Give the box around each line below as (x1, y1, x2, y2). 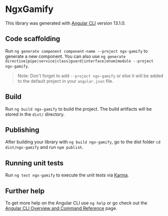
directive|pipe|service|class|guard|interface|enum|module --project (5, 59, 154, 64)
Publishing (5, 125, 40, 134)
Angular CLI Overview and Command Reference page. (5, 205, 117, 211)
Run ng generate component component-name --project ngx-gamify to (5, 48, 148, 54)
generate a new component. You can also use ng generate (5, 53, 126, 59)
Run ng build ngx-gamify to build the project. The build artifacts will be (5, 106, 152, 112)
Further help (5, 186, 45, 195)
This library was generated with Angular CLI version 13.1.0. (5, 20, 126, 26)
